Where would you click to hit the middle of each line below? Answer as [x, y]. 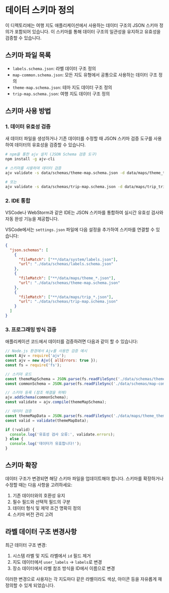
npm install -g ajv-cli [30, 159]
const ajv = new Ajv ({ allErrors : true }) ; [52, 361]
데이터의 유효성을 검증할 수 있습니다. [50, 145]
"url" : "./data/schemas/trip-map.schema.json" [68, 302]
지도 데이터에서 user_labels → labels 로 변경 [57, 562]
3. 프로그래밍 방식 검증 [31, 329]
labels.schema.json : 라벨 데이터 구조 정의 [54, 68]
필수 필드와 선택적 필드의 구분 [41, 502]
